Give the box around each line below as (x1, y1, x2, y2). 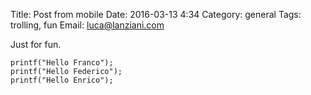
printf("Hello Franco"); (10, 58, 114, 68)
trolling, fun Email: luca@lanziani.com (10, 19, 165, 31)
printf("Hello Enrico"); (10, 75, 114, 85)
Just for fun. (10, 39, 62, 50)
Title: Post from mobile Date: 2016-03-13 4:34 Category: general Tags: (10, 9, 302, 20)
